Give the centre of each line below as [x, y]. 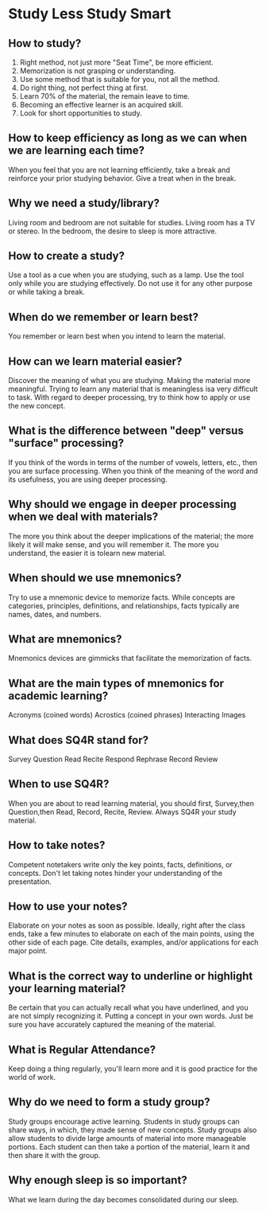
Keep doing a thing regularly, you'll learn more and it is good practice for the [133, 1069]
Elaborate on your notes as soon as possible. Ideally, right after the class [127, 925]
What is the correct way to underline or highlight [131, 976]
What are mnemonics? [65, 639]
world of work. [32, 1077]
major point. [28, 951]
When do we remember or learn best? [103, 317]
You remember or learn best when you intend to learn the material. [117, 336]
